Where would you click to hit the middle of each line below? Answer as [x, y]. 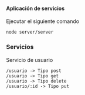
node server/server [30, 32]
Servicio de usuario [30, 60]
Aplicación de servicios [35, 8]
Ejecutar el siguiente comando [43, 21]
